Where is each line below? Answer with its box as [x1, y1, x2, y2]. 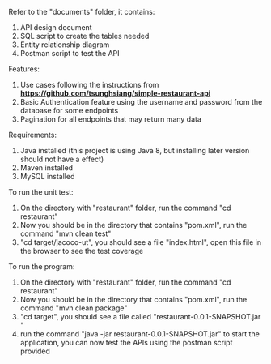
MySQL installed [19, 172, 75, 181]
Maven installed [19, 163, 74, 173]
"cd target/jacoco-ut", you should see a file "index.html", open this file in [19, 238, 261, 246]
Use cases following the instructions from [19, 80, 159, 89]
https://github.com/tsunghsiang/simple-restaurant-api [19, 88, 211, 98]
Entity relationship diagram [19, 40, 110, 49]
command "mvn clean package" [19, 303, 128, 313]
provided [19, 346, 51, 356]
